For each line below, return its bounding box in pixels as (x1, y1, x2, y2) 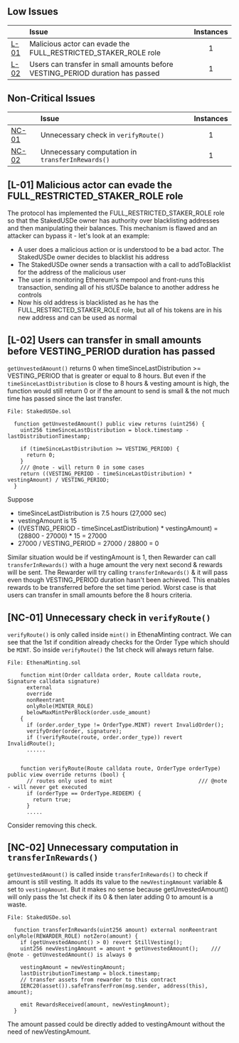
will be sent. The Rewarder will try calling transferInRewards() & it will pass (7, 568, 228, 577)
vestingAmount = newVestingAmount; (20, 963, 126, 970)
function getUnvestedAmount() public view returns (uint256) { (14, 420, 205, 428)
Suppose (7, 495, 34, 504)
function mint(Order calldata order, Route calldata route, (20, 672, 202, 679)
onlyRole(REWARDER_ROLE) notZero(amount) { (7, 932, 139, 940)
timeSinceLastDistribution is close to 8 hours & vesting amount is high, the (7, 379, 230, 388)
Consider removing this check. (7, 821, 97, 830)
